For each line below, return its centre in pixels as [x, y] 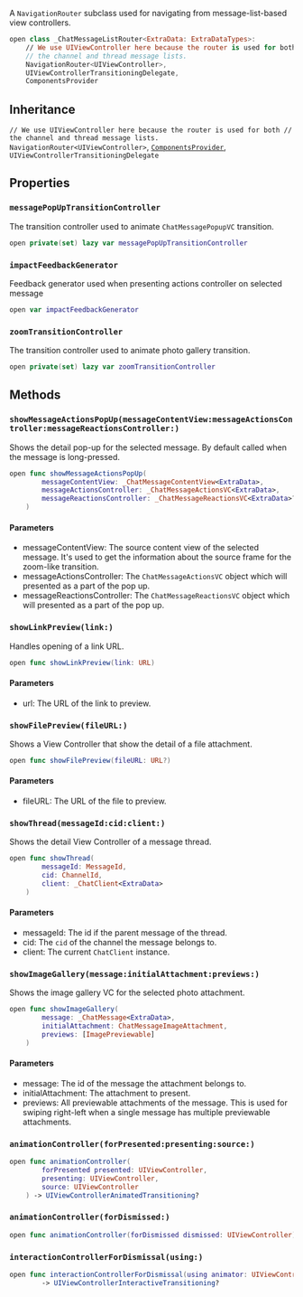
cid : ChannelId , [72, 876]
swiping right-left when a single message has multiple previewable [146, 1112]
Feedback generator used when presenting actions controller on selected [146, 283]
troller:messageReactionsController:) [95, 429]
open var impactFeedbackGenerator [74, 310]
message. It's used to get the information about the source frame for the [156, 557]
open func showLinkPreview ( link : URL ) [82, 663]
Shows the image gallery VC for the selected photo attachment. [127, 992]
